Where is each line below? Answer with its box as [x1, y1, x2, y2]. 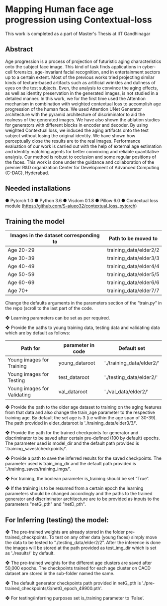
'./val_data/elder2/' [104, 388, 149, 395]
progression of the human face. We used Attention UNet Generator [5, 106, 142, 112]
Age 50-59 [7, 271, 35, 278]
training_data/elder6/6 [107, 279, 160, 286]
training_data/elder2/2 [107, 247, 160, 254]
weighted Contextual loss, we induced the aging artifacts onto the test [5, 127, 149, 133]
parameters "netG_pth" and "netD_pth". [5, 501, 86, 507]
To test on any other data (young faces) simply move [49, 534, 158, 540]
